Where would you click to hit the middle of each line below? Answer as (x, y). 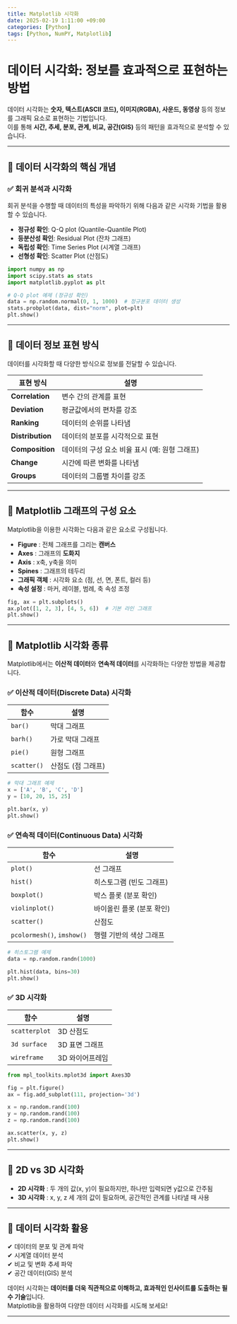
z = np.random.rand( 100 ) (44, 1120)
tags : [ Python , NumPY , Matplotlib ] (60, 34)
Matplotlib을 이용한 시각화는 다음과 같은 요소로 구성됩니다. (87, 529)
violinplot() (33, 908)
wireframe (27, 1057)
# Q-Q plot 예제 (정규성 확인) (48, 295)
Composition (33, 449)
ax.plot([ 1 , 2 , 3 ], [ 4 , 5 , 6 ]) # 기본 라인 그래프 (80, 609)
